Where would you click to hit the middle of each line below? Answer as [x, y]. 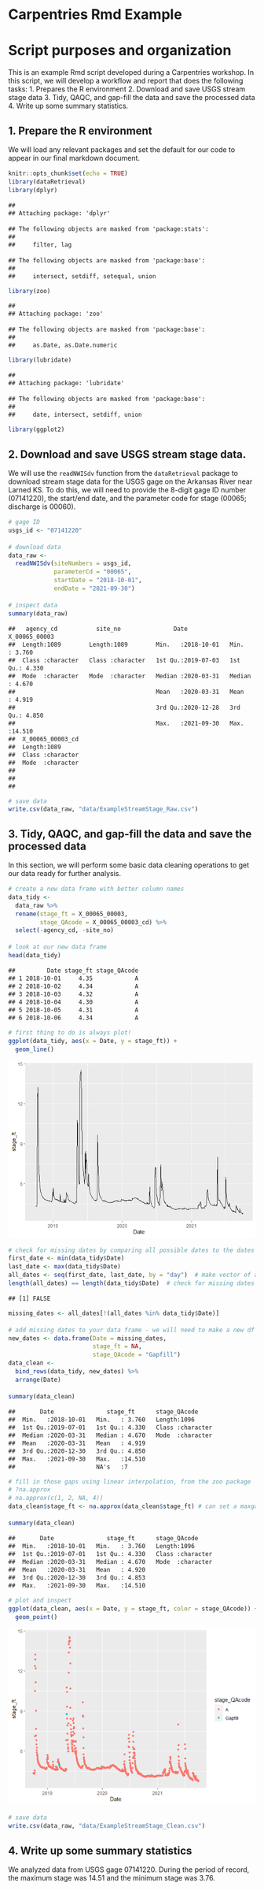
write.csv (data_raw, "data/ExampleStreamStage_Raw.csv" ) [103, 809]
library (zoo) [29, 291]
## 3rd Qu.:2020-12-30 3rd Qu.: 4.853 [77, 1577]
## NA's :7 [68, 1467]
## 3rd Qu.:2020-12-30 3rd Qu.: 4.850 [77, 1451]
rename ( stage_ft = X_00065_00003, [71, 914]
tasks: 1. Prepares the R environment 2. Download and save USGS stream [127, 89]
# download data [35, 547]
